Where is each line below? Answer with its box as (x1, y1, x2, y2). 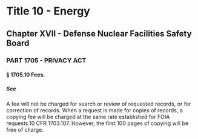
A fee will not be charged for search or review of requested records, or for (6, 100, 191, 107)
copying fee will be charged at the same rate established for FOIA (6, 114, 170, 121)
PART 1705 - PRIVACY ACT (6, 56, 87, 64)
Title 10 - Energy (6, 4, 91, 18)
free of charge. (6, 126, 44, 134)
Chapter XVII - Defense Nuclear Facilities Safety (6, 29, 192, 39)
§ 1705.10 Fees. (6, 71, 45, 78)
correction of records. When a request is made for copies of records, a (6, 107, 183, 114)
